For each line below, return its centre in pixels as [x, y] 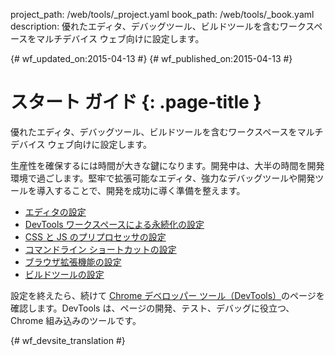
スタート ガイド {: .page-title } [136, 102]
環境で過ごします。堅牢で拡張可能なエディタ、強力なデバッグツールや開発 [163, 178]
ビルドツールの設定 [64, 274]
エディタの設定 [55, 211]
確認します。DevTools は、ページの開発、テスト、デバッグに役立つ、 [152, 308]
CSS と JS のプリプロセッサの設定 [95, 236]
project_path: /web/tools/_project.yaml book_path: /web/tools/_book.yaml [162, 14]
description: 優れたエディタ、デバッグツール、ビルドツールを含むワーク [158, 26]
